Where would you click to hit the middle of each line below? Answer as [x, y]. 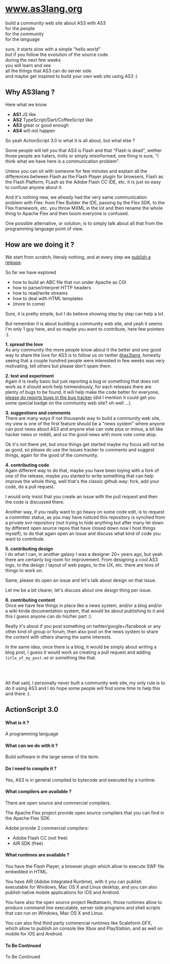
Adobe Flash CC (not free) [40, 838]
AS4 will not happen [34, 130]
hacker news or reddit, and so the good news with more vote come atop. [81, 434]
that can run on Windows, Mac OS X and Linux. [55, 913]
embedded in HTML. [27, 871]
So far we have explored [31, 272]
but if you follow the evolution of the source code [57, 55]
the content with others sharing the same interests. [59, 637]
